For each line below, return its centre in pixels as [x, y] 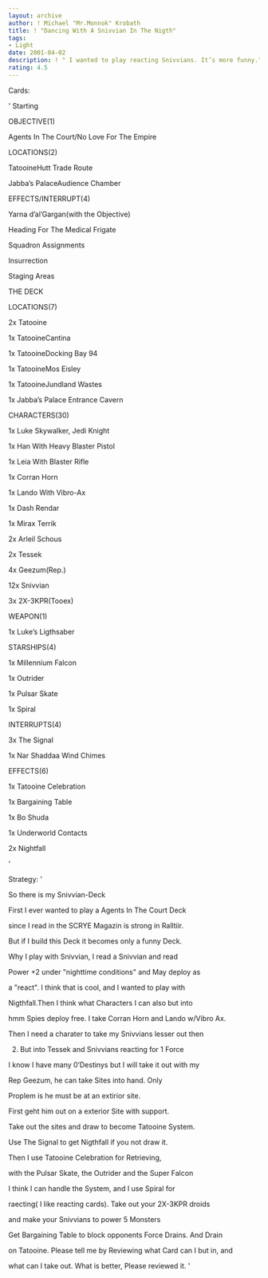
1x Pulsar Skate [33, 693]
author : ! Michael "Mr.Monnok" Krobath [75, 23]
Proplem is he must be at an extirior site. [75, 1095]
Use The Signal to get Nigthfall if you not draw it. [88, 1141]
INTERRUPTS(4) [35, 724]
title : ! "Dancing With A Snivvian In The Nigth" [93, 30]
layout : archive [35, 16]
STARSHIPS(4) [32, 647]
